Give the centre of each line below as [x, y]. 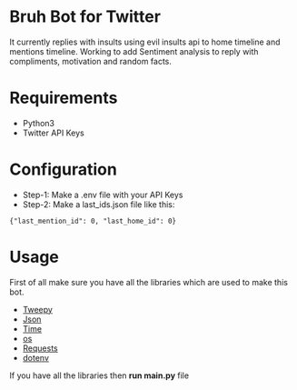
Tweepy [37, 309]
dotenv [36, 357]
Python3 [38, 123]
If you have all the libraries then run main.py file [99, 375]
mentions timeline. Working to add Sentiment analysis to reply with [134, 51]
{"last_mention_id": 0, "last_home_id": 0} [93, 221]
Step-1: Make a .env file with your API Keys [103, 195]
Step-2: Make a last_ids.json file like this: [99, 204]
